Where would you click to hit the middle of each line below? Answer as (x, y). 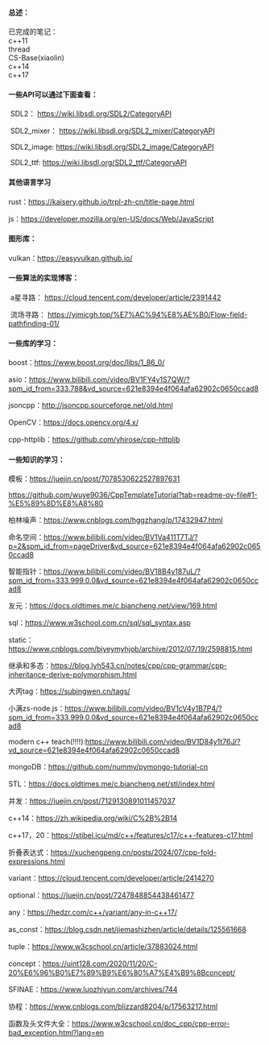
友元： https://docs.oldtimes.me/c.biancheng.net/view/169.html (113, 606)
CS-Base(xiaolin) (36, 58)
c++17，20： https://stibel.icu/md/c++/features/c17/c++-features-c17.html (131, 836)
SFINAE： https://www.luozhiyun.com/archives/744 (93, 989)
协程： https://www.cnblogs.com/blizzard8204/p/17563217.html (113, 1006)
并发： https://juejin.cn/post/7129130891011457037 (92, 801)
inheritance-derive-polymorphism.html (72, 675)
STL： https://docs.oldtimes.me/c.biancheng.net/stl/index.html (112, 784)
